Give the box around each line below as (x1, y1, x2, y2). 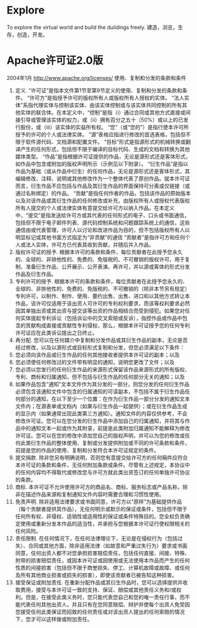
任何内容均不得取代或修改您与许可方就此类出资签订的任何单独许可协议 (20, 468, 190, 476)
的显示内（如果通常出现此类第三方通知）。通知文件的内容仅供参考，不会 (15, 409, 188, 417)
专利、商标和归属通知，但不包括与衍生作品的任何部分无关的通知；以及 (15, 373, 185, 380)
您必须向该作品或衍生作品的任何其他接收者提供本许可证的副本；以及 (15, 351, 180, 358)
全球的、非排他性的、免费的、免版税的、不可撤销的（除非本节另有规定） (15, 285, 190, 292)
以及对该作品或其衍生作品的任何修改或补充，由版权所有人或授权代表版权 (15, 197, 190, 204)
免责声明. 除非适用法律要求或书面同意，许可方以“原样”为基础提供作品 (15, 498, 182, 505)
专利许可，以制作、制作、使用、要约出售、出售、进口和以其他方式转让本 (15, 292, 190, 300)
